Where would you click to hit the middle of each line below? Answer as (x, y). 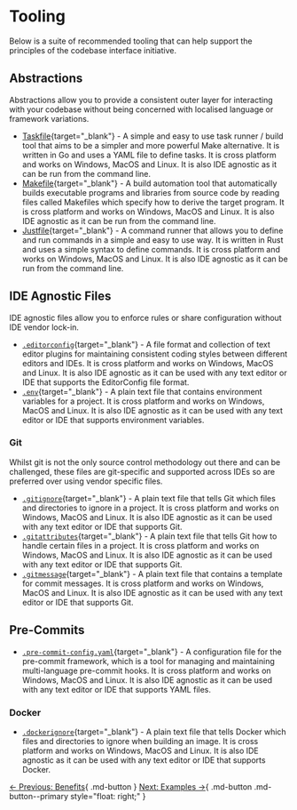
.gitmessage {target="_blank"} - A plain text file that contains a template (152, 573)
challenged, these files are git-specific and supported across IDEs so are (142, 471)
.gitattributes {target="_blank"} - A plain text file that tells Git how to (149, 536)
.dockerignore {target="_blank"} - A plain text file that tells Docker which (154, 732)
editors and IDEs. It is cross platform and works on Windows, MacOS (148, 363)
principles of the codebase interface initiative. (93, 50)
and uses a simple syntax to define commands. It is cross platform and (151, 249)
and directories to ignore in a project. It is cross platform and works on (150, 508)
